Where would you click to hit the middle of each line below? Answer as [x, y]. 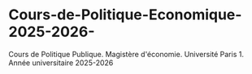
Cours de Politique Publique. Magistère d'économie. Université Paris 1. [126, 54]
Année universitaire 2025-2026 [61, 63]
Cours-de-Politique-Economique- [125, 15]
